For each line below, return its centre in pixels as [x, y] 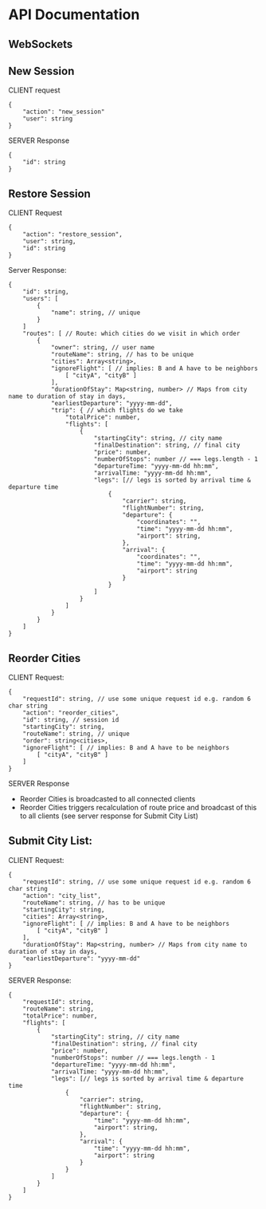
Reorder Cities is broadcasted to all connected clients [108, 799]
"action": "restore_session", [73, 234]
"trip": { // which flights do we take [117, 411]
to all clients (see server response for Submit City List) [109, 816]
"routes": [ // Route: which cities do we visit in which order [131, 334]
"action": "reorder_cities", [71, 713]
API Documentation [74, 15]
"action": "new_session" [64, 112]
